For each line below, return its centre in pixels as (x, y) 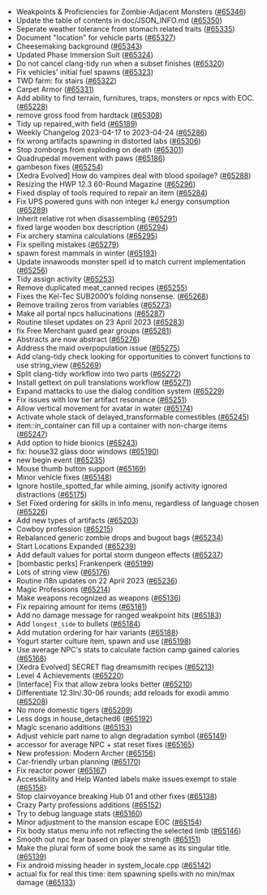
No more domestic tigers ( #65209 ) (74, 710)
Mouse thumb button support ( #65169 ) (81, 469)
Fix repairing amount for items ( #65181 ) (82, 607)
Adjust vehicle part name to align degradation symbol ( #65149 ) (121, 736)
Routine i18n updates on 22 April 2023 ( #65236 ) (97, 581)
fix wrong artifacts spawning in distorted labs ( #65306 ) (108, 141)
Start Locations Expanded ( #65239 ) (76, 546)
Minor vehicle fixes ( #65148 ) (64, 477)
